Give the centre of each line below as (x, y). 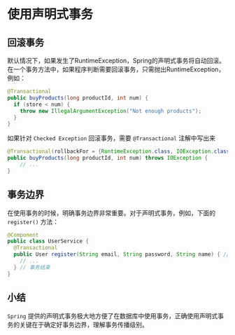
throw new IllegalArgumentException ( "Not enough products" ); (111, 111)
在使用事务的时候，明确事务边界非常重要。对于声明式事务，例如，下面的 (111, 213)
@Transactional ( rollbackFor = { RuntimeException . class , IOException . (111, 151)
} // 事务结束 (32, 267)
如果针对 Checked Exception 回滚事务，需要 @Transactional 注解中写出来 (111, 138)
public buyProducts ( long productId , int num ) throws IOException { (108, 158)
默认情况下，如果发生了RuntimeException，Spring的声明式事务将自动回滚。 (116, 61)
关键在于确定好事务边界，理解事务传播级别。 (84, 324)
